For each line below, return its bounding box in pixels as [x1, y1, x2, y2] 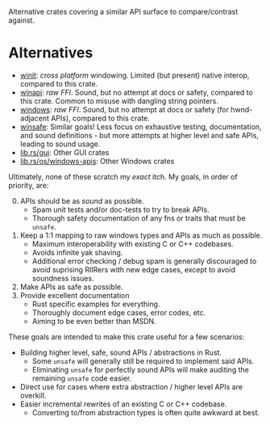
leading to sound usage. [19, 139, 101, 149]
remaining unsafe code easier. [31, 373, 132, 383]
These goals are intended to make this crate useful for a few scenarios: [8, 331, 245, 342]
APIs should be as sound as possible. [19, 196, 144, 205]
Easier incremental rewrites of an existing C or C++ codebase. [19, 399, 227, 409]
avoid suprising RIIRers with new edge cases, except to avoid [31, 264, 236, 274]
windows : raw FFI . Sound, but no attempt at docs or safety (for [19, 104, 230, 114]
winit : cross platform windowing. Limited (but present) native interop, [19, 70, 250, 80]
